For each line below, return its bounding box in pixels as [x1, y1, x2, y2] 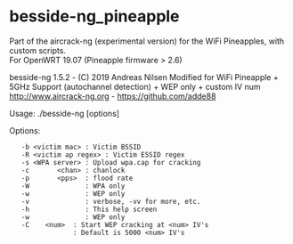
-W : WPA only [20, 181, 126, 191]
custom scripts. [9, 45, 67, 55]
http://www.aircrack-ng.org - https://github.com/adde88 [9, 91, 216, 102]
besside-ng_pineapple [9, 6, 180, 27]
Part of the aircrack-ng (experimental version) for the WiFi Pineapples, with [9, 36, 285, 46]
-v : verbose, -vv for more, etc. [20, 197, 201, 206]
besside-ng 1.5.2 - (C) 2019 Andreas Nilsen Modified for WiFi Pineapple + [9, 71, 279, 82]
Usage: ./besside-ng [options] [9, 108, 120, 118]
